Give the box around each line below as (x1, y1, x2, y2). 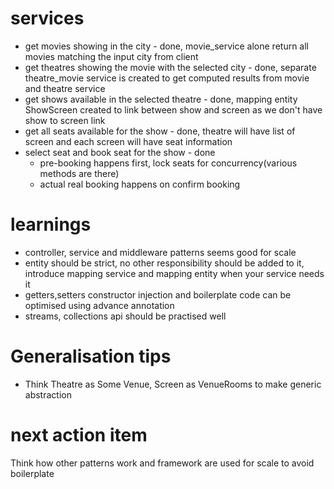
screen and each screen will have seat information (24, 135, 233, 147)
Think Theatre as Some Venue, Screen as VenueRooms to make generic (24, 378, 322, 390)
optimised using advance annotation (24, 299, 175, 311)
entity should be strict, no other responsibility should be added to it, (24, 257, 305, 269)
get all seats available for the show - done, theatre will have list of (24, 125, 296, 137)
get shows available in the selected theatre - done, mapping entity (24, 93, 298, 105)
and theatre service (24, 82, 106, 94)
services (10, 7, 85, 30)
